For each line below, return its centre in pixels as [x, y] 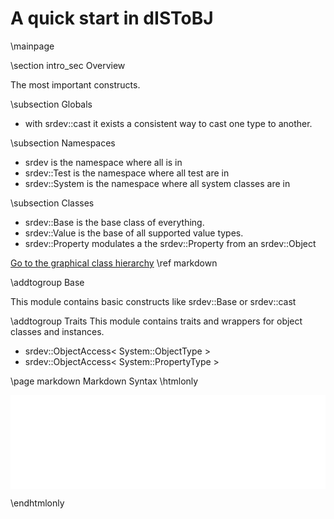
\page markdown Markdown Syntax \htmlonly [104, 381]
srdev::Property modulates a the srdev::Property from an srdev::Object [170, 243]
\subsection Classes [52, 203]
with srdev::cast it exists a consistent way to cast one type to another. [168, 123]
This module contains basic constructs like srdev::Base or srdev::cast [153, 301]
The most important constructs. [75, 84]
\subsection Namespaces [63, 143]
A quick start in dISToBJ [112, 18]
